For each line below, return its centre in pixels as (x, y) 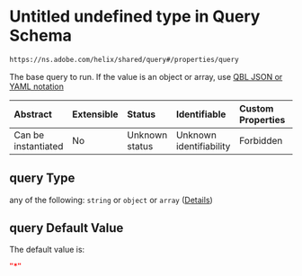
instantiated (39, 146)
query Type (42, 178)
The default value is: (47, 250)
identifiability (203, 146)
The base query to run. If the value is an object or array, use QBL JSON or (146, 76)
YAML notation (37, 86)
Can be (29, 135)
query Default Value (67, 228)
